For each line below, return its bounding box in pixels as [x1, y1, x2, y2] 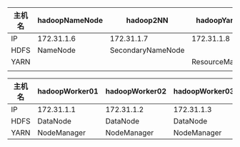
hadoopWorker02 [105, 86, 166, 96]
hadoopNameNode [37, 16, 104, 25]
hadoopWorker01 [37, 86, 99, 96]
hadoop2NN [126, 16, 169, 25]
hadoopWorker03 [173, 86, 235, 96]
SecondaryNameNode [109, 46, 185, 55]
